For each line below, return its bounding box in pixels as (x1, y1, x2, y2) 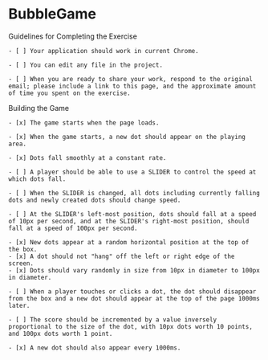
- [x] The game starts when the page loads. (8, 118, 160, 127)
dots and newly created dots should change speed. (8, 196, 181, 204)
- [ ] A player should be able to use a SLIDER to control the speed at (8, 168, 257, 176)
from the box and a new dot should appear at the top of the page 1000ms (8, 294, 261, 302)
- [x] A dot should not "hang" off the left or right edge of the (8, 252, 235, 260)
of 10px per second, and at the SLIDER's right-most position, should (8, 217, 250, 225)
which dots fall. (8, 174, 67, 183)
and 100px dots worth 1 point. (8, 329, 113, 337)
